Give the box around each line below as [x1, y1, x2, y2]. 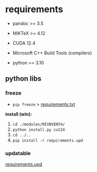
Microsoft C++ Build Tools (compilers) [12, 50, 92, 56]
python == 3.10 [12, 59, 44, 65]
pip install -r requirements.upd [12, 138, 83, 143]
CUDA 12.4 [12, 40, 35, 46]
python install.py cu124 [12, 127, 65, 132]
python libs [5, 75, 41, 83]
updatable [5, 150, 31, 157]
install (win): [5, 111, 32, 117]
